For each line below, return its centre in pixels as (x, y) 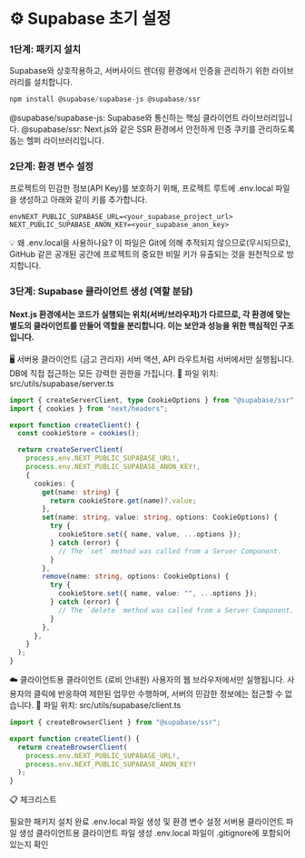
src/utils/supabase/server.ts (62, 384)
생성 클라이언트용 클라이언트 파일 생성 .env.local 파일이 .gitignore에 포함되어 (155, 833)
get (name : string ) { (81, 492)
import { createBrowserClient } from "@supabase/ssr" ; (115, 723)
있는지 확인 (29, 844)
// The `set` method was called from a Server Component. (170, 551)
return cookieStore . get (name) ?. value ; (123, 501)
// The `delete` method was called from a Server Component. (176, 610)
